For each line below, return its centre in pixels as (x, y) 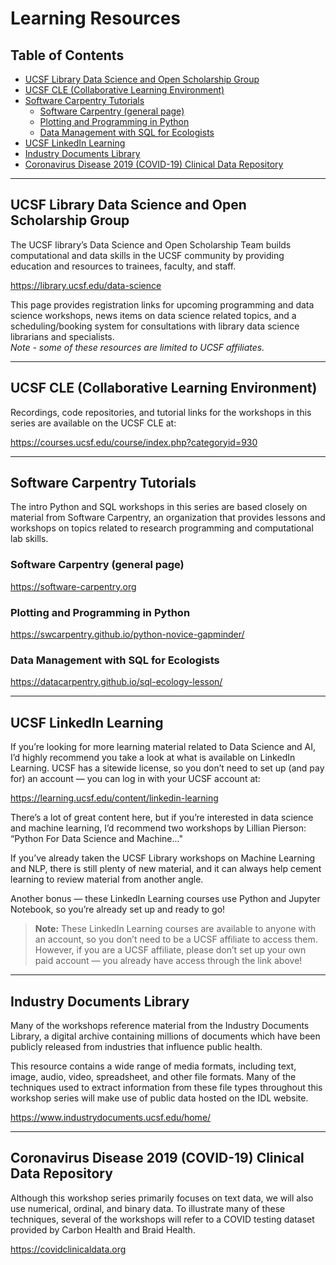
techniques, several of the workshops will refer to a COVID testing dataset (162, 1219)
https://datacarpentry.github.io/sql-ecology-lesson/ (116, 682)
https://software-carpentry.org (73, 586)
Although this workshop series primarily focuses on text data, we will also (162, 1198)
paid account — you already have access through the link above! (168, 961)
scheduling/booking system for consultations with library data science (155, 326)
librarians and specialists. (62, 336)
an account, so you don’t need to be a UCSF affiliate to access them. (176, 939)
